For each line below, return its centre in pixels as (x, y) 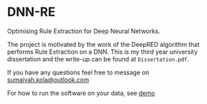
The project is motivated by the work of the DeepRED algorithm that (103, 44)
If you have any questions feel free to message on (78, 72)
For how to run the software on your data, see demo (81, 93)
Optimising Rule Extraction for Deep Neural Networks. (84, 31)
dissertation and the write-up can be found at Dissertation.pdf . (98, 59)
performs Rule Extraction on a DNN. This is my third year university (102, 52)
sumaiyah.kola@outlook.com (48, 79)
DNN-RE (31, 12)
